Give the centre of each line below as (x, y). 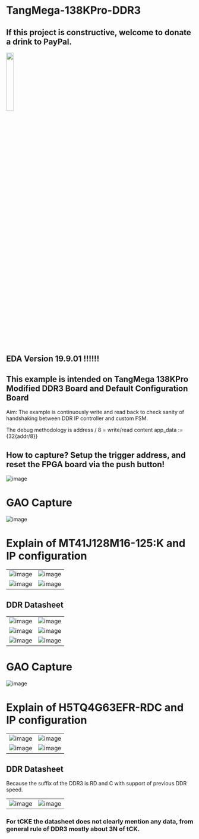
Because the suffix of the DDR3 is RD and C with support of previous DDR (97, 784)
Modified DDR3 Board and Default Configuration (97, 388)
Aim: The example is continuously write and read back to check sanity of (95, 412)
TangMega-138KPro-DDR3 (74, 10)
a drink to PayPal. (39, 41)
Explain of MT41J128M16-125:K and (96, 543)
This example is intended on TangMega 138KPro (97, 379)
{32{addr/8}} (22, 436)
